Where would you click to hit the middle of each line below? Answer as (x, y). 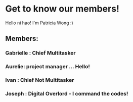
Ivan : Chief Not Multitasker (40, 80)
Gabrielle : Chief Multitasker (40, 53)
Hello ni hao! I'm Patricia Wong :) (39, 23)
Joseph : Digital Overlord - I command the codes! (67, 94)
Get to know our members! (62, 9)
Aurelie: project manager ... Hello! (48, 67)
